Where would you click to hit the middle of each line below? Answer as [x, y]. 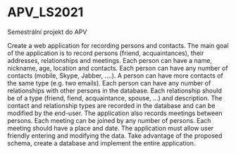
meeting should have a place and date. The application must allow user [111, 128]
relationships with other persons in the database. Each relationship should [114, 90]
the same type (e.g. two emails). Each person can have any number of [109, 83]
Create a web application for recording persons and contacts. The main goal [118, 45]
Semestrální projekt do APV [47, 32]
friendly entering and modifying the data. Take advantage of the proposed [115, 136]
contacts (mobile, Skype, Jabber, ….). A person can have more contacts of [115, 76]
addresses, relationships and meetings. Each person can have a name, [110, 60]
